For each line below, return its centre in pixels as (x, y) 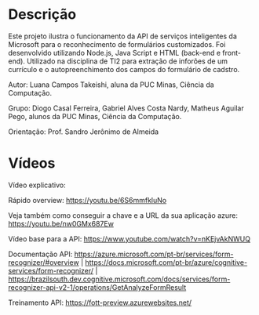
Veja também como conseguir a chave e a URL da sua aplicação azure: (123, 215)
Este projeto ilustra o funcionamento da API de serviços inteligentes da (123, 36)
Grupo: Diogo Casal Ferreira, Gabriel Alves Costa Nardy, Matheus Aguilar (126, 108)
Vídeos (32, 163)
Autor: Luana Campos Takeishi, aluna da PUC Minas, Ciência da (111, 85)
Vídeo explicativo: (37, 185)
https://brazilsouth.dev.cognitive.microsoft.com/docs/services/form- (119, 279)
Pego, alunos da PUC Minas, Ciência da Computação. (95, 116)
